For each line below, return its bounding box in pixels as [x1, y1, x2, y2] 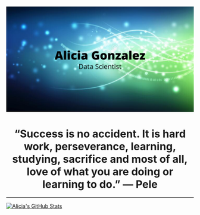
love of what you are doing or [26, 165, 174, 178]
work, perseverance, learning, [23, 140, 177, 153]
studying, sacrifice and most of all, [12, 152, 188, 166]
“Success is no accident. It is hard [14, 127, 186, 140]
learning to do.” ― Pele [42, 178, 158, 191]
